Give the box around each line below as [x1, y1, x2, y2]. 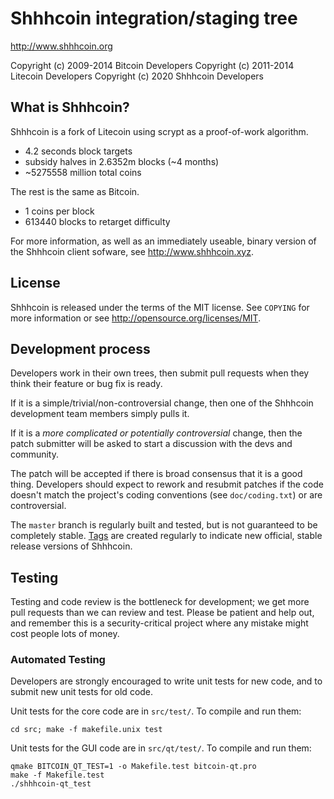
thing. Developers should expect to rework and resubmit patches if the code [10, 478, 324, 491]
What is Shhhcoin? [10, 99, 130, 116]
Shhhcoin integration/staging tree [10, 7, 298, 30]
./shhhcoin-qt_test [10, 779, 92, 789]
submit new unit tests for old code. [10, 686, 154, 698]
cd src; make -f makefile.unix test [10, 725, 163, 735]
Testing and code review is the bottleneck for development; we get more [10, 596, 310, 608]
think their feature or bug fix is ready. [10, 378, 163, 390]
